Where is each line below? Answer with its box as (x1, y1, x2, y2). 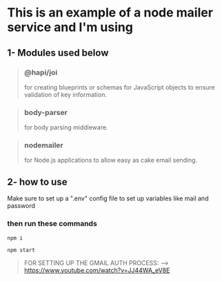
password (7, 202, 36, 210)
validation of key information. (23, 90, 107, 98)
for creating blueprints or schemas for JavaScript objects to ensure (23, 83, 215, 91)
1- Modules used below (7, 47, 109, 59)
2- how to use (7, 176, 68, 187)
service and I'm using (7, 19, 133, 35)
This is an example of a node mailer (7, 5, 214, 21)
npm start (7, 247, 36, 253)
